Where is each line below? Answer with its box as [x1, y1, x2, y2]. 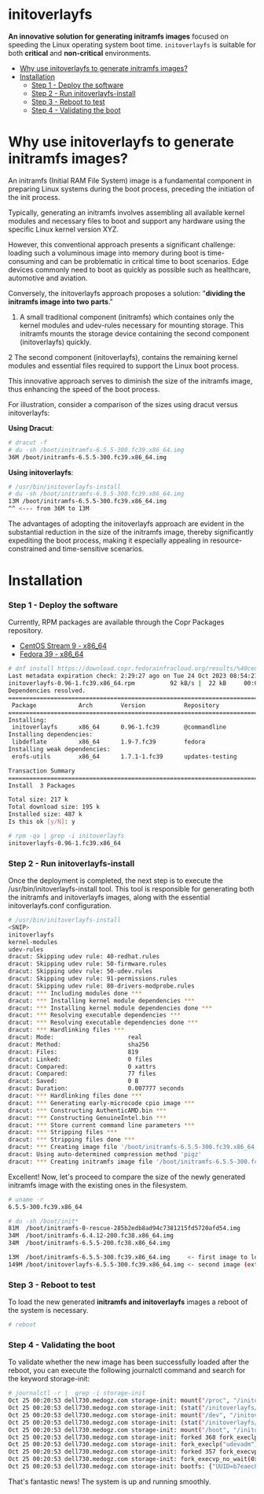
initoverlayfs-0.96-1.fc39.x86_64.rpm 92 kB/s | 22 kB [8, 680, 226, 688]
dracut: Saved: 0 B [8, 1077, 139, 1085]
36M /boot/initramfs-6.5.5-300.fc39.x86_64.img [8, 453, 167, 462]
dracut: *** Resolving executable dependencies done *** [8, 1018, 199, 1027]
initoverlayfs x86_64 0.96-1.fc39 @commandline [11, 723, 226, 732]
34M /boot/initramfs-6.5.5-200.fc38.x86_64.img [8, 1239, 170, 1247]
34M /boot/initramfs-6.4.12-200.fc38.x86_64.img [8, 1232, 174, 1240]
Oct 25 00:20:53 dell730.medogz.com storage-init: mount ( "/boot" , [8, 1425, 230, 1434]
